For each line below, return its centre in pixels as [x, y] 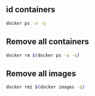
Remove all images [41, 73]
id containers [31, 10]
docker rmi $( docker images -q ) [45, 87]
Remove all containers [48, 42]
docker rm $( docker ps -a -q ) [43, 55]
